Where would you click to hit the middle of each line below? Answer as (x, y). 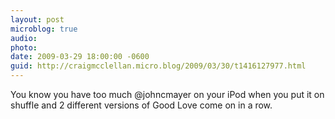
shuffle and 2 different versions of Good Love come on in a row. (141, 105)
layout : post (37, 19)
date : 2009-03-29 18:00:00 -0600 (80, 57)
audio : (24, 38)
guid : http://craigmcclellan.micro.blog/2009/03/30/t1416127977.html (158, 66)
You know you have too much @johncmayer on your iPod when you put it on (167, 94)
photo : (24, 47)
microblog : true (44, 29)
